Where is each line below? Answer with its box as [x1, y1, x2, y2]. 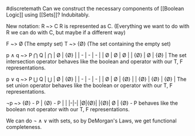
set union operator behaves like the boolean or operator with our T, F [6, 82, 173, 89]
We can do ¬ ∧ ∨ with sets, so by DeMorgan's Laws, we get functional [6, 117, 177, 124]
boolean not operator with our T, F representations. [6, 106, 130, 112]
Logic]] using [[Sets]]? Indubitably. [6, 11, 90, 18]
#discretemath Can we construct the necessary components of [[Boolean [6, 5, 184, 12]
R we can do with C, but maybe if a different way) [6, 29, 126, 36]
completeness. [6, 124, 42, 130]
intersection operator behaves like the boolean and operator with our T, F [6, 58, 183, 65]
